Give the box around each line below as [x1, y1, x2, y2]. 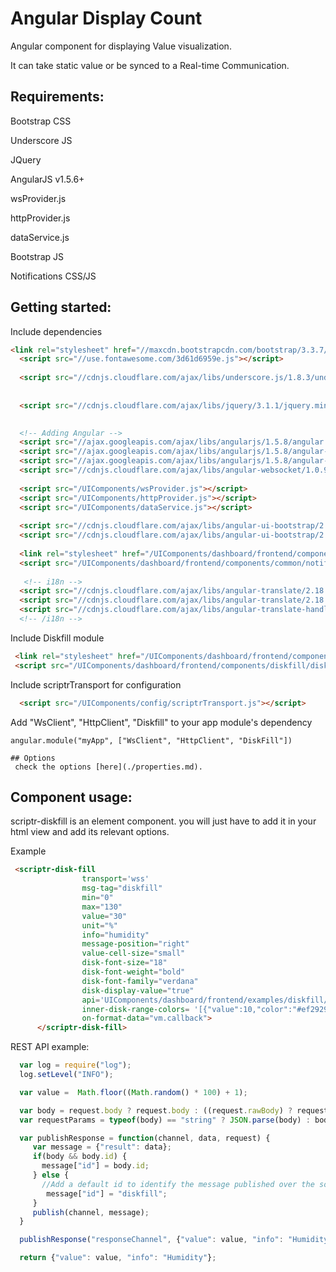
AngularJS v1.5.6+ [10, 173, 85, 185]
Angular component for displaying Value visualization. [10, 40, 232, 52]
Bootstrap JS [10, 250, 64, 262]
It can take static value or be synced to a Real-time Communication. [10, 59, 290, 71]
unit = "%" [81, 920, 118, 931]
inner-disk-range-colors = [81, 1004, 190, 1014]
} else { [32, 1170, 70, 1180]
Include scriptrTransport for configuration [10, 678, 182, 691]
